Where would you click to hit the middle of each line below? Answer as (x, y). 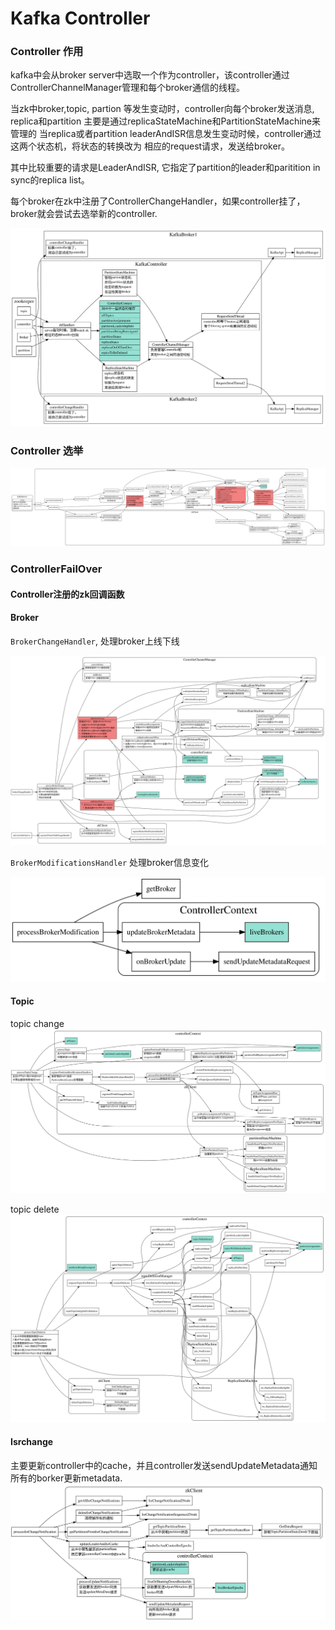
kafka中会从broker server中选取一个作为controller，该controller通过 (150, 75)
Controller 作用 (47, 52)
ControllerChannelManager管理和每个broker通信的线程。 (128, 88)
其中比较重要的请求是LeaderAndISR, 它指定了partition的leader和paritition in (165, 168)
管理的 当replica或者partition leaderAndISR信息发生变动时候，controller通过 (166, 134)
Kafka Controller (80, 18)
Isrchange (32, 1442)
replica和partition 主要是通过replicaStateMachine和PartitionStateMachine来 (166, 121)
